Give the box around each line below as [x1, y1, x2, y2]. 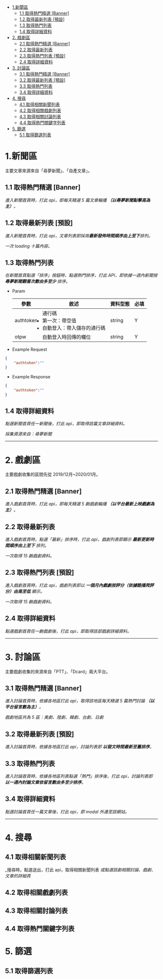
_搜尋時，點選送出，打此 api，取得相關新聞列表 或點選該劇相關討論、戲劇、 [5, 867, 156, 872]
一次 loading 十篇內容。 [5, 243, 52, 249]
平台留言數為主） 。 [5, 704, 44, 710]
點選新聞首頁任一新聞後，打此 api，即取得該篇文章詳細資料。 [5, 421, 128, 427]
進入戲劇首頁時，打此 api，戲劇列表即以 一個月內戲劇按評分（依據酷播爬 [5, 582, 150, 588]
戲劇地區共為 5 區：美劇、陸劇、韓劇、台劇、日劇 [5, 714, 104, 720]
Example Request [12, 347, 47, 353]
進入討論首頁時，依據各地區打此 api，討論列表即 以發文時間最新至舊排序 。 [5, 744, 154, 750]
